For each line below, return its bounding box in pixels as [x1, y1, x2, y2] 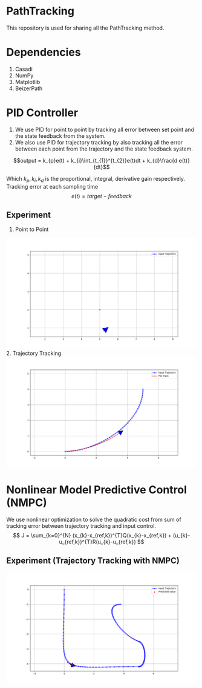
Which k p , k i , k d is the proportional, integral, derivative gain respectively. [6, 175, 186, 184]
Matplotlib [15, 78, 41, 85]
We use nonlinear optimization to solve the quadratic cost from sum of [6, 516, 181, 524]
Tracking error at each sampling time [6, 183, 99, 190]
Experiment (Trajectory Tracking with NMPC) [6, 556, 180, 566]
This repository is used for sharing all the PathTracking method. [6, 24, 165, 31]
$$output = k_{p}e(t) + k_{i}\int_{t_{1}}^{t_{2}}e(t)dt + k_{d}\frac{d [13, 157, 178, 164]
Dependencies [6, 45, 81, 59]
